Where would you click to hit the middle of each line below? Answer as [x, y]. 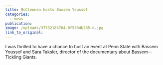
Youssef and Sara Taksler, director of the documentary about [68, 52]
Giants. [30, 57]
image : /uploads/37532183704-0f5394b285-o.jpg [54, 28]
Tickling [13, 57]
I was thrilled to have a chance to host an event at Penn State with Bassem [81, 47]
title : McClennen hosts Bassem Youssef [47, 10]
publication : [19, 23]
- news [16, 19]
